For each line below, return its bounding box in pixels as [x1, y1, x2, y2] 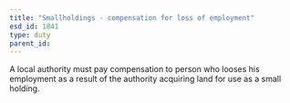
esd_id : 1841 [9, 22, 59, 31]
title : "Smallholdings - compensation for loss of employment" [9, 13, 255, 23]
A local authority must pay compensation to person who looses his [9, 64, 260, 75]
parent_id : [9, 38, 51, 48]
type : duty [9, 30, 51, 39]
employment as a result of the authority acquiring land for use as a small [9, 74, 282, 85]
